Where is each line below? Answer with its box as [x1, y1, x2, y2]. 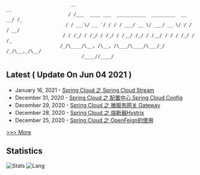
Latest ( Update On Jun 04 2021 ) [6, 70, 132, 80]
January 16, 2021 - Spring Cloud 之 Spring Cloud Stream [14, 86, 155, 94]
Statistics [6, 146, 43, 156]
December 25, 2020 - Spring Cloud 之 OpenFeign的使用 [14, 116, 154, 124]
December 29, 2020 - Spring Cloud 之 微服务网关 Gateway [14, 101, 160, 109]
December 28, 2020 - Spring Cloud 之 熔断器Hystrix [14, 109, 144, 116]
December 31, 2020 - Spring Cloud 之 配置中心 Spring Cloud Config [14, 94, 183, 101]
